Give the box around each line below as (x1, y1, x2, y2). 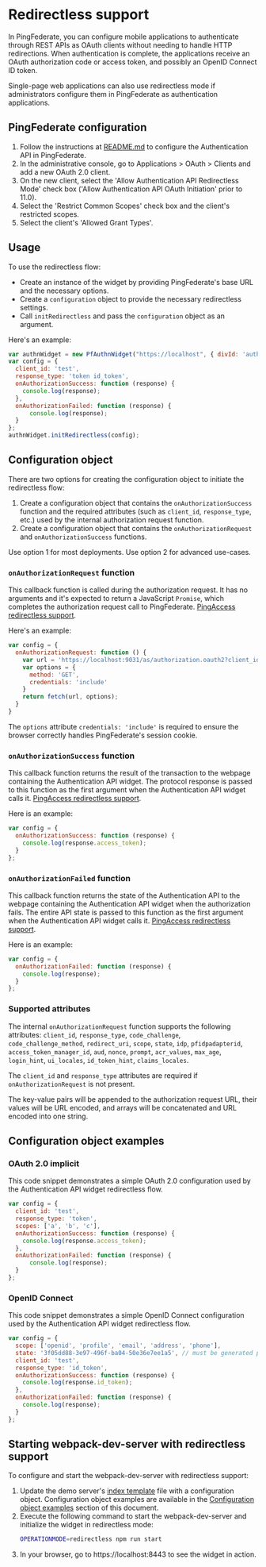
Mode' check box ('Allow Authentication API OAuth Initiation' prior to (19, 184, 243, 194)
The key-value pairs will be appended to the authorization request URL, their (8, 1094, 257, 1104)
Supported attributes (8, 1003, 91, 1015)
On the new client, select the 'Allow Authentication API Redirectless (19, 175, 239, 185)
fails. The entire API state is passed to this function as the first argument (8, 907, 244, 917)
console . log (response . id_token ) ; (22, 1379, 133, 1387)
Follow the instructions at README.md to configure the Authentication (19, 141, 249, 152)
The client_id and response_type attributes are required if (8, 1070, 198, 1080)
